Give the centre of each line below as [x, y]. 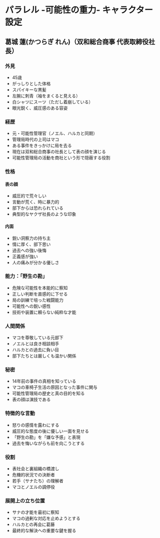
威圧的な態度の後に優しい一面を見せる [50, 431]
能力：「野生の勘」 [26, 276]
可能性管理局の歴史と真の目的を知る [48, 394]
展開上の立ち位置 [25, 500]
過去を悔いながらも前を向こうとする [48, 443]
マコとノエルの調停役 [33, 487]
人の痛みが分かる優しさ [36, 262]
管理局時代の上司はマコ [36, 139]
